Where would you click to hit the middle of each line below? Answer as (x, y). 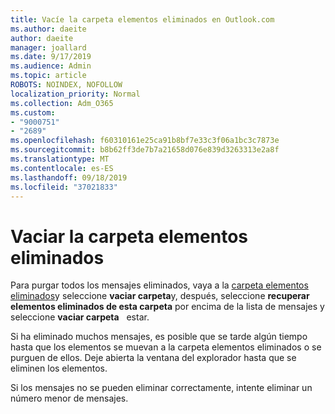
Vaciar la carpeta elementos (129, 236)
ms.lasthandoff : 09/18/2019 (69, 177)
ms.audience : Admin (51, 66)
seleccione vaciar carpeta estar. (80, 317)
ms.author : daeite (48, 29)
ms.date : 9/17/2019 (51, 57)
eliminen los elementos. (59, 368)
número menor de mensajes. (69, 398)
